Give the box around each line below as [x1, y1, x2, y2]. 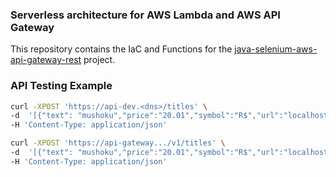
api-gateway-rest [10, 54, 82, 66]
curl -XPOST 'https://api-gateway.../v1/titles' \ [10, 138, 226, 148]
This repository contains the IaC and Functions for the [10, 43, 233, 55]
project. [83, 54, 116, 66]
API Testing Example [10, 79, 113, 93]
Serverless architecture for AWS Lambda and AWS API [10, 8, 281, 22]
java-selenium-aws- [234, 43, 318, 55]
